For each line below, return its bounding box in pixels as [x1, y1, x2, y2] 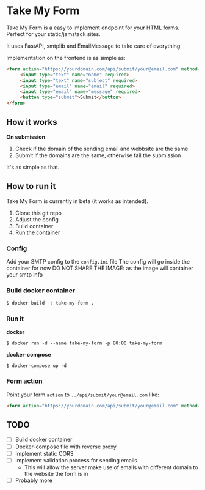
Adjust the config [15, 215, 59, 223]
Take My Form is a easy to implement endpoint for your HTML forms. [6, 24, 180, 31]
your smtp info [6, 270, 43, 278]
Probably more [15, 477, 53, 484]
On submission [6, 133, 46, 141]
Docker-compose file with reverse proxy [15, 443, 117, 450]
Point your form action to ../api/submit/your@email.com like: [6, 391, 160, 398]
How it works [6, 117, 57, 127]
